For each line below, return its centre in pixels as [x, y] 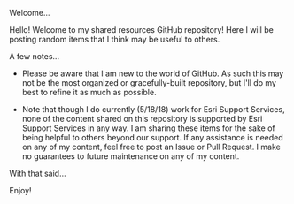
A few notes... [35, 56]
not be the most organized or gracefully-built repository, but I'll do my [149, 83]
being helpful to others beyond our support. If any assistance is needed [152, 137]
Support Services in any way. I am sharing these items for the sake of [149, 128]
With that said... [38, 173]
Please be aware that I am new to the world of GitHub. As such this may [153, 73]
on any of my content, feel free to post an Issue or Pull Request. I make [151, 147]
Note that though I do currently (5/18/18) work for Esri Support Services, [153, 109]
